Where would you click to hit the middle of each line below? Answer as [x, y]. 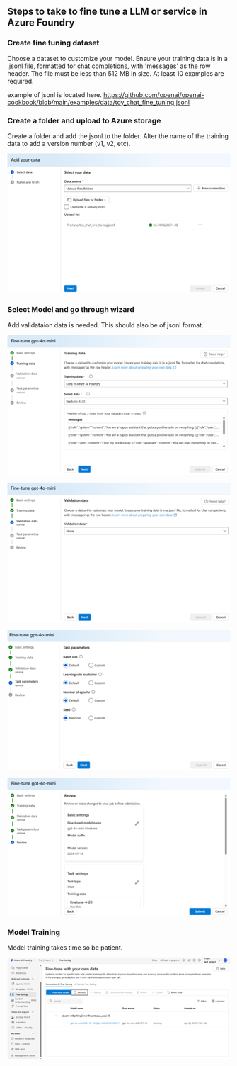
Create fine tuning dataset [53, 43]
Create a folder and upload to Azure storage [84, 120]
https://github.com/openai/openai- [154, 94]
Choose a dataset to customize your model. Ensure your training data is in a [117, 58]
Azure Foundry [41, 23]
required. [21, 81]
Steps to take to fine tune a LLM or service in [107, 12]
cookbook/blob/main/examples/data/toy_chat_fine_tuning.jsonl [98, 102]
